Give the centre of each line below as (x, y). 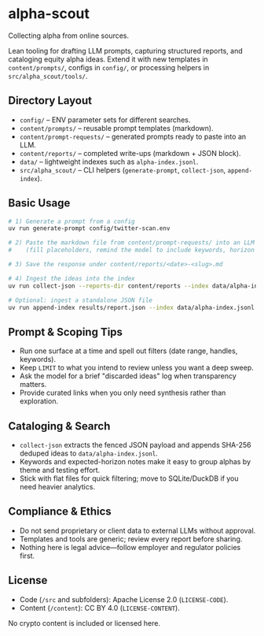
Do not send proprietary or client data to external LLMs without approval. (137, 530)
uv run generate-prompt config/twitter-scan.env (89, 229)
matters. (33, 385)
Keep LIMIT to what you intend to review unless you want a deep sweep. (136, 368)
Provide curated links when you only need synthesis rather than (123, 393)
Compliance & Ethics (60, 512)
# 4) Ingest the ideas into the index (71, 278)
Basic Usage (39, 203)
